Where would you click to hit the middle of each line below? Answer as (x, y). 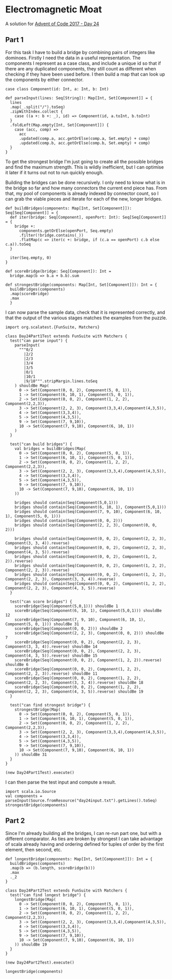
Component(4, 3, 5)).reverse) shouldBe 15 (51, 656)
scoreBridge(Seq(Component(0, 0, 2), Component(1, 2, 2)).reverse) (88, 660)
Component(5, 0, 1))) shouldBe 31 (42, 624)
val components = (24, 796)
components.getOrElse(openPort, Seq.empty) (66, 231)
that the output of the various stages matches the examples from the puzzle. (86, 318)
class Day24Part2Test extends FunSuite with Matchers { (66, 891)
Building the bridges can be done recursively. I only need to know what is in (85, 182)
